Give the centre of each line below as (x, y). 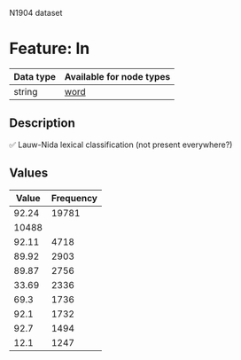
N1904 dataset (36, 13)
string (26, 91)
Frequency (74, 198)
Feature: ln (50, 49)
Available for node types (117, 76)
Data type (35, 76)
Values (29, 173)
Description (42, 123)
